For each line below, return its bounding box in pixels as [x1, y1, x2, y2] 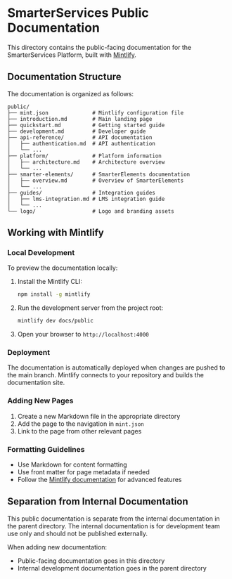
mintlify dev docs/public [17, 318, 94, 325]
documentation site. [7, 378, 65, 387]
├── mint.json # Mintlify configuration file [7, 109, 184, 117]
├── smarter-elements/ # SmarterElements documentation [7, 171, 191, 178]
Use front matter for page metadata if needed [17, 468, 150, 476]
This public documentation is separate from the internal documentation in [7, 514, 220, 523]
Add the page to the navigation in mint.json [17, 419, 144, 428]
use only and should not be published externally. [7, 529, 148, 538]
